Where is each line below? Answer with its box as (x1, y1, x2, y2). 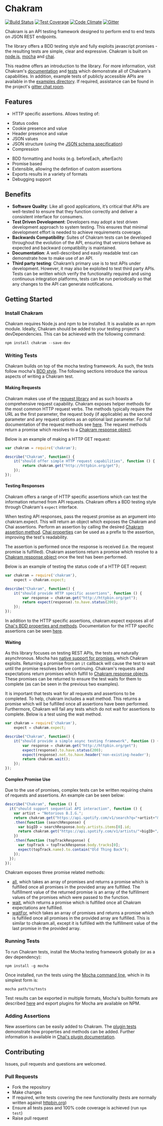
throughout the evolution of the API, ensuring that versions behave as (12, 239, 151, 245)
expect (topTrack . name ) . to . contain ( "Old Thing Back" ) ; (17, 847, 130, 852)
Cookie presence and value (12, 125, 67, 131)
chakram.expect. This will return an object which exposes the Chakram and (5, 519, 156, 524)
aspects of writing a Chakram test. (5, 373, 74, 379)
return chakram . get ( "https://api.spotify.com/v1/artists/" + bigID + (17, 829, 155, 834)
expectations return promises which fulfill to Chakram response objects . (5, 671, 149, 677)
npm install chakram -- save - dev (5, 341, 70, 346)
